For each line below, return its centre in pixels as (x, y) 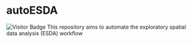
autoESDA (32, 10)
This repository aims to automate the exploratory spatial (117, 27)
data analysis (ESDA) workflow (45, 33)
